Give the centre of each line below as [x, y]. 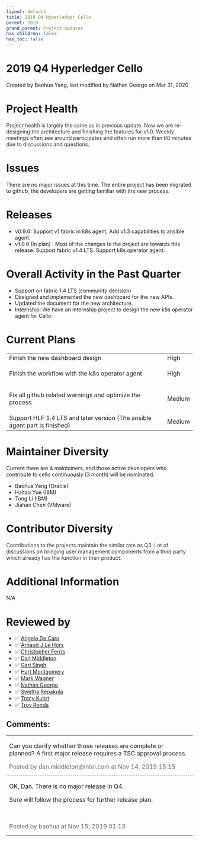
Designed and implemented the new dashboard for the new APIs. [94, 296]
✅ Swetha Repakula [39, 692]
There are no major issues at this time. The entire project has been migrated [99, 184]
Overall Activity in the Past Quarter [94, 274]
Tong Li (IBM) [31, 498]
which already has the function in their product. [64, 557]
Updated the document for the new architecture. [74, 303]
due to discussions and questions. [48, 144]
